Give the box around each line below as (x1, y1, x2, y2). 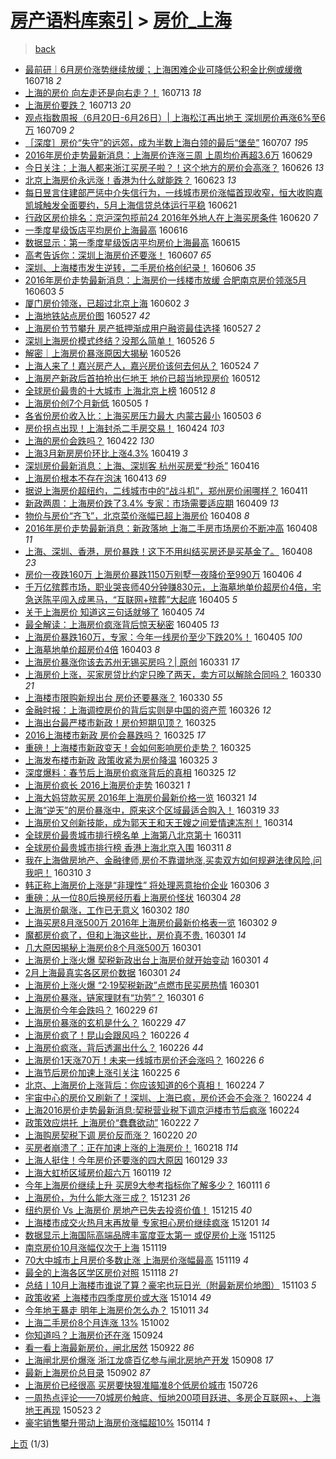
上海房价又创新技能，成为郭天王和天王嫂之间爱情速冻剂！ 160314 (24, 816, 294, 828)
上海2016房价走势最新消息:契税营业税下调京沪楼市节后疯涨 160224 (24, 1104, 300, 1116)
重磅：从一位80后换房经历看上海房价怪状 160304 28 (24, 891, 242, 903)
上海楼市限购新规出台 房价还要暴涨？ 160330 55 (24, 691, 223, 703)
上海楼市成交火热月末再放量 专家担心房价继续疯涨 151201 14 (24, 1216, 271, 1228)
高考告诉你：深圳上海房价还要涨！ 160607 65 (24, 249, 212, 261)
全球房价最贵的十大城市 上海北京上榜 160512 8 (24, 384, 216, 396)
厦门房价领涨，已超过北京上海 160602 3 (24, 297, 190, 309)
